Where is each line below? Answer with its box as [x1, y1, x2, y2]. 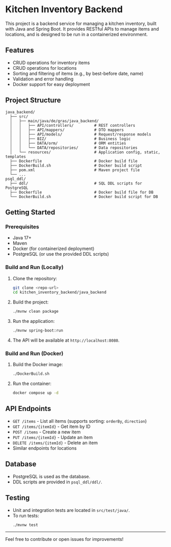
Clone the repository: [12, 275, 58, 281]
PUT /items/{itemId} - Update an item [12, 434, 93, 440]
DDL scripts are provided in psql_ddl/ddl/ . [12, 479, 103, 485]
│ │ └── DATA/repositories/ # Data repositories [10, 145, 138, 150]
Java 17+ [12, 235, 32, 241]
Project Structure [5, 96, 61, 105]
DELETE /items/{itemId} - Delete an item [12, 440, 98, 446]
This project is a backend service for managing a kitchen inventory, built [5, 20, 157, 26]
